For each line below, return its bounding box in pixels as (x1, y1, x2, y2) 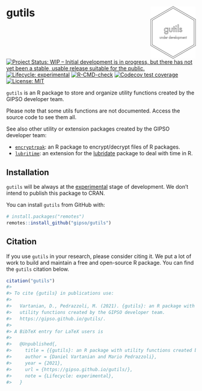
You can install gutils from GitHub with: (6, 202, 105, 208)
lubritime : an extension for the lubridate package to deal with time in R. (14, 150, 193, 157)
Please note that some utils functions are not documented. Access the (6, 107, 180, 114)
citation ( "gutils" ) (6, 277, 55, 284)
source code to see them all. (6, 114, 77, 121)
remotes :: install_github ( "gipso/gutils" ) (6, 220, 112, 226)
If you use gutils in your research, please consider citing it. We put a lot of (6, 253, 192, 260)
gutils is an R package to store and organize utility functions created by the (6, 89, 195, 96)
